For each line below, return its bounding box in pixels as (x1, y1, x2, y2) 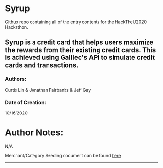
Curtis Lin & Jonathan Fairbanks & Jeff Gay (5, 87, 91, 93)
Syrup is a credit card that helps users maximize (5, 38, 154, 47)
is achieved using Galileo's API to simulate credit (5, 54, 155, 62)
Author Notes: (5, 127, 64, 138)
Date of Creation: (5, 99, 47, 106)
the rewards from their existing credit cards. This (5, 46, 156, 54)
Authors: (5, 76, 27, 83)
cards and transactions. (5, 61, 79, 70)
